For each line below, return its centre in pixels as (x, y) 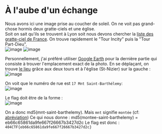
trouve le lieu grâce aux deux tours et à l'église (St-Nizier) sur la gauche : (78, 69)
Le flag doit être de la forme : (34, 98)
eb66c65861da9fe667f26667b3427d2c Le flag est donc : (62, 122)
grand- (148, 24)
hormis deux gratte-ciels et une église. (57, 28)
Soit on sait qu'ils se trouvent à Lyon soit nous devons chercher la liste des (79, 34)
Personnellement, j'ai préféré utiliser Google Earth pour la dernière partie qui (81, 58)
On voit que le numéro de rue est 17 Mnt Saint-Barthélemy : (64, 83)
